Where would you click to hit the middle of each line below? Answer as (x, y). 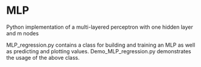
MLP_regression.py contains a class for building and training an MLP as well (101, 45)
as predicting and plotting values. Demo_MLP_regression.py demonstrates (99, 51)
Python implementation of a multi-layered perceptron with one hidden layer (100, 27)
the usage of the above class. (43, 57)
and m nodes (23, 33)
